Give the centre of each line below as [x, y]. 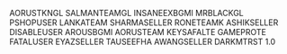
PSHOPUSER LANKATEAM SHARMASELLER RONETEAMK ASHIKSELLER [144, 22]
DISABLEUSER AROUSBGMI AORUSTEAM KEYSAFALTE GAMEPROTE [138, 32]
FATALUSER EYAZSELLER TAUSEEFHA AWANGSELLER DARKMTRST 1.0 [143, 41]
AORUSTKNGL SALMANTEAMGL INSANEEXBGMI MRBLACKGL [127, 13]
